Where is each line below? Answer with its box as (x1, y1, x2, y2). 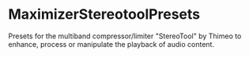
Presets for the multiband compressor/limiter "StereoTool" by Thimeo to (8, 31, 242, 41)
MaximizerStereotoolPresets (8, 5, 200, 23)
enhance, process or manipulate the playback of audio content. (8, 39, 215, 48)
